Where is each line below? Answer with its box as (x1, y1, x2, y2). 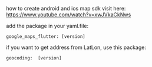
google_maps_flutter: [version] (6, 34, 85, 40)
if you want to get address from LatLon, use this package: (6, 44, 146, 51)
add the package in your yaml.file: (6, 23, 89, 29)
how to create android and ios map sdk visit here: (6, 5, 126, 12)
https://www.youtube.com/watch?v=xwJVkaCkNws (6, 11, 131, 18)
